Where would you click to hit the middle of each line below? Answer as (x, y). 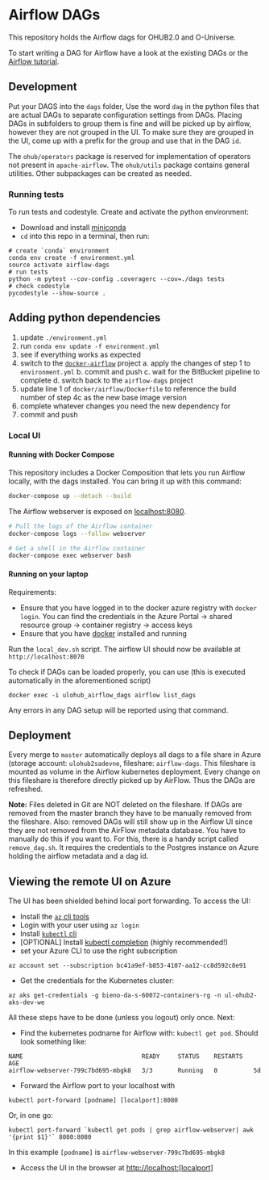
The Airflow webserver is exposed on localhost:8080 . (97, 511)
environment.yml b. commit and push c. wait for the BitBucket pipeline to (140, 371)
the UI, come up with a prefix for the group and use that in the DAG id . (125, 140)
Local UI (25, 435)
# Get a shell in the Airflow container (77, 548)
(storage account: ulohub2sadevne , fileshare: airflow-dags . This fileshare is (132, 764)
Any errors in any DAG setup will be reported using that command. (118, 710)
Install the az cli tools (55, 917)
